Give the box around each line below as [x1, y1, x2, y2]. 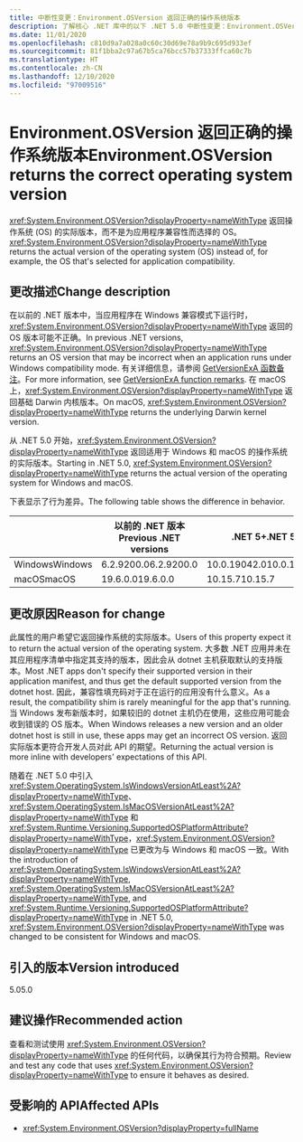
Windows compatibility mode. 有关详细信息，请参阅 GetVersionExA [9, 363, 259, 373]
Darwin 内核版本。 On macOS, [34, 397, 146, 408]
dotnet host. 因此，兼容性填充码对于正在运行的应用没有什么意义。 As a [9, 686, 271, 697]
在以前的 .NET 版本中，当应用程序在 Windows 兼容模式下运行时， [9, 309, 252, 321]
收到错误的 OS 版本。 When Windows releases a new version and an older [9, 719, 283, 730]
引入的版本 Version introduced [9, 959, 179, 975]
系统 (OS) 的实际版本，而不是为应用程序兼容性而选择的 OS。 [16, 226, 242, 237]
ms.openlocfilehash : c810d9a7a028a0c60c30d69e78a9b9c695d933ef [9, 38, 252, 48]
